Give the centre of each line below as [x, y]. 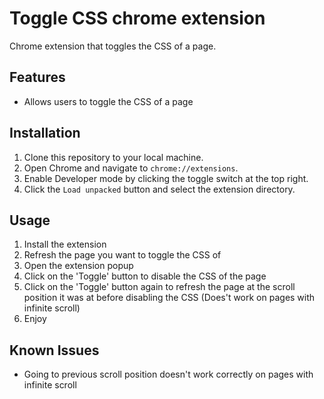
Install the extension [65, 244]
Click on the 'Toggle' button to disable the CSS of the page [145, 276]
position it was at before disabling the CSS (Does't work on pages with [169, 298]
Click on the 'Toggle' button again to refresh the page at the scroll [159, 287]
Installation [45, 133]
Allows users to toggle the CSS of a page [108, 101]
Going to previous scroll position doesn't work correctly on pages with [168, 374]
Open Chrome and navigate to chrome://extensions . [131, 168]
